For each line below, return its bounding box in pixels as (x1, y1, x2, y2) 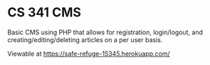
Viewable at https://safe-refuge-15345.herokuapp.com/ (7, 49, 170, 58)
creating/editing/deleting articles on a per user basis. (7, 35, 163, 44)
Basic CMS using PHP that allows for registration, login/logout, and (7, 28, 204, 36)
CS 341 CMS (7, 4, 82, 21)
